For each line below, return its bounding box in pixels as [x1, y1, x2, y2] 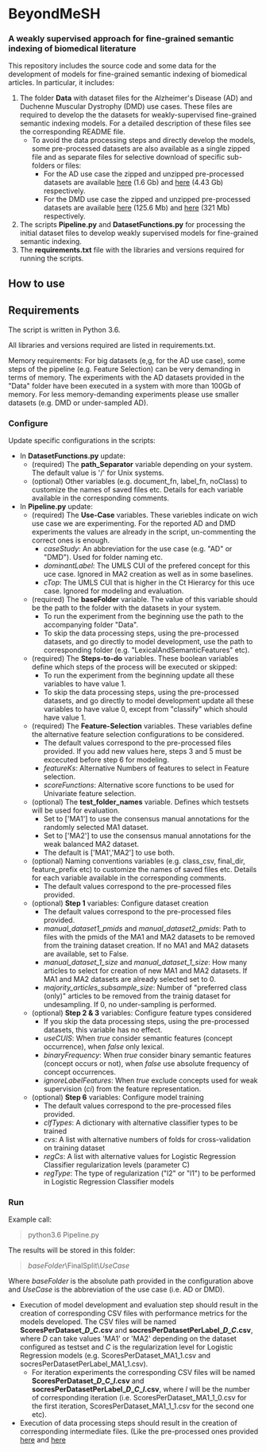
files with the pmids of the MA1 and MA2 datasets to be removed [43, 932, 256, 941]
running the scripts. [19, 253, 84, 263]
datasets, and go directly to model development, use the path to [43, 636, 253, 646]
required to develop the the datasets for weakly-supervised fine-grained [19, 110, 256, 120]
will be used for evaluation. [31, 805, 121, 815]
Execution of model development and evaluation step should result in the [19, 1300, 259, 1310]
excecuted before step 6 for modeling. [43, 755, 169, 764]
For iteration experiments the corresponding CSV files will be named [31, 1368, 256, 1377]
